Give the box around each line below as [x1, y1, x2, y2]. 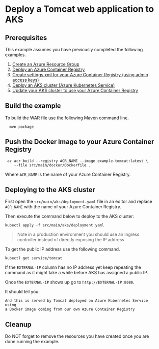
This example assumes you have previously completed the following [5, 47, 143, 52]
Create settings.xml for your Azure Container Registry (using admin [12, 72, 148, 77]
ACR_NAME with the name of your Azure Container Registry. [5, 204, 122, 210]
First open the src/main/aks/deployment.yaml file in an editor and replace [5, 198, 153, 205]
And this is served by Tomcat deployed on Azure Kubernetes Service [5, 298, 148, 303]
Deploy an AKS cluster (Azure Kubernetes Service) [12, 82, 115, 88]
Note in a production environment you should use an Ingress [17, 231, 140, 237]
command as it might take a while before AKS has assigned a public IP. [5, 270, 149, 276]
